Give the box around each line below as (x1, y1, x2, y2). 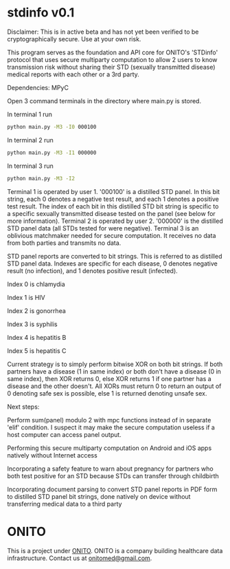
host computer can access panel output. (7, 430, 122, 438)
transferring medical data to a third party (7, 500, 122, 508)
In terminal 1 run (7, 110, 53, 118)
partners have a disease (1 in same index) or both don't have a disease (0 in (7, 367, 222, 376)
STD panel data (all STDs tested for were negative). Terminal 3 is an (7, 224, 199, 232)
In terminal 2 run (7, 136, 54, 144)
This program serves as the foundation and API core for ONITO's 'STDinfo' (7, 48, 218, 56)
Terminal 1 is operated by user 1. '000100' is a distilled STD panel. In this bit (7, 187, 220, 195)
